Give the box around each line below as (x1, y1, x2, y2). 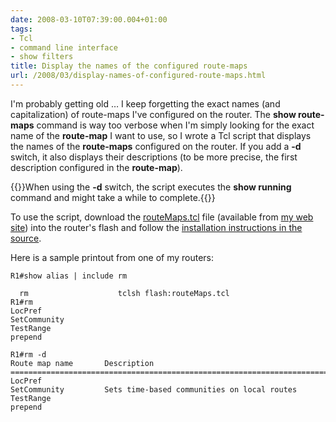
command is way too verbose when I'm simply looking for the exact (36, 119, 315, 131)
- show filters (10, 52, 74, 62)
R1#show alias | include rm (10, 271, 128, 281)
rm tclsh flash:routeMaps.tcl (19, 288, 230, 298)
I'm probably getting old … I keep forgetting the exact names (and (10, 97, 281, 110)
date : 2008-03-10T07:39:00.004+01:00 (10, 14, 168, 25)
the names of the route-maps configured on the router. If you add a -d (10, 140, 302, 152)
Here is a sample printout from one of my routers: (10, 251, 215, 263)
